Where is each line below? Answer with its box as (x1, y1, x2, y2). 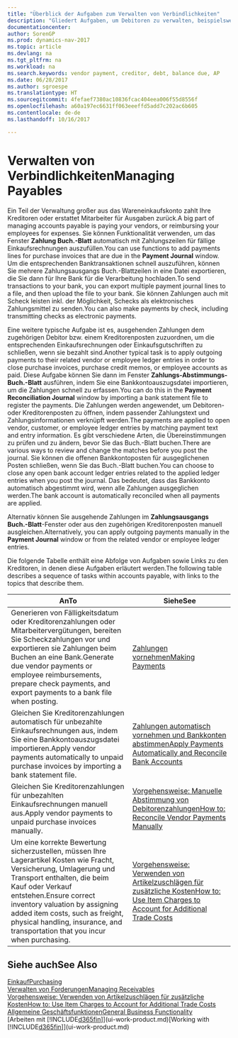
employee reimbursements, (11, 669, 102, 679)
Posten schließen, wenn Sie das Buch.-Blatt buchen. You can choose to (7, 461, 215, 469)
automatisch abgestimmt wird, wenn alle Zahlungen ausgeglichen (7, 484, 199, 492)
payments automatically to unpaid (11, 752, 124, 762)
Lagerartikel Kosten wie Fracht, (11, 855, 115, 865)
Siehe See (163, 596, 196, 605)
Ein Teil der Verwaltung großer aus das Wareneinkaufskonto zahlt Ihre (7, 206, 211, 215)
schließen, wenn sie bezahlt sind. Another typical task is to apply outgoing (7, 348, 222, 357)
